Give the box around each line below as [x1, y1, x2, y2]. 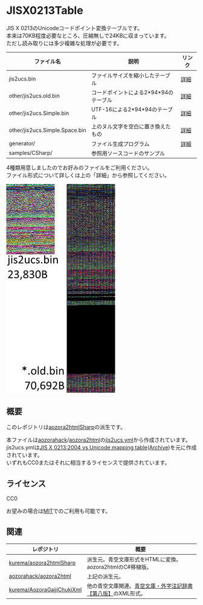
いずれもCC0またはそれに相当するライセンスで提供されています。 [6, 459, 170, 466]
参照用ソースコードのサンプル [91, 149, 166, 157]
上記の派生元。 [86, 572, 124, 580]
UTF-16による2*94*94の [91, 106, 158, 113]
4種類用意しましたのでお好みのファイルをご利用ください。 [6, 164, 153, 171]
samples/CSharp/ [8, 149, 53, 157]
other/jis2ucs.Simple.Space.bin [8, 126, 86, 134]
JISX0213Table [6, 4, 83, 18]
